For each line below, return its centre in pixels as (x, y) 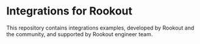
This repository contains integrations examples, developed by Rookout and (100, 28)
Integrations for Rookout (70, 11)
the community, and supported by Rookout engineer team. (80, 34)
